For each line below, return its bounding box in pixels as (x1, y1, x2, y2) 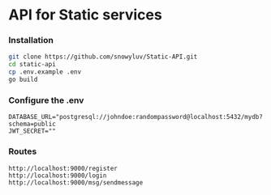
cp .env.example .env (8, 68, 82, 76)
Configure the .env (8, 95, 84, 106)
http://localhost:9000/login (8, 172, 107, 180)
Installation (8, 35, 54, 46)
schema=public (8, 120, 57, 129)
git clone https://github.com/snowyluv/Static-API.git (8, 53, 198, 61)
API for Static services (8, 6, 162, 24)
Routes (8, 146, 37, 157)
